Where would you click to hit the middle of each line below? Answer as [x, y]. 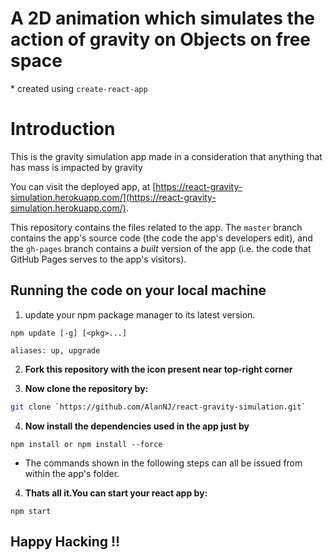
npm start [31, 511]
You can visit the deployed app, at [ [83, 186]
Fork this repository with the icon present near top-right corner [158, 369]
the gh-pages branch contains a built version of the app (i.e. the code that [161, 248]
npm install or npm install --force [86, 444]
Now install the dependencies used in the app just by [137, 426]
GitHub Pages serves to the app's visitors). [98, 259]
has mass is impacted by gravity [76, 167]
